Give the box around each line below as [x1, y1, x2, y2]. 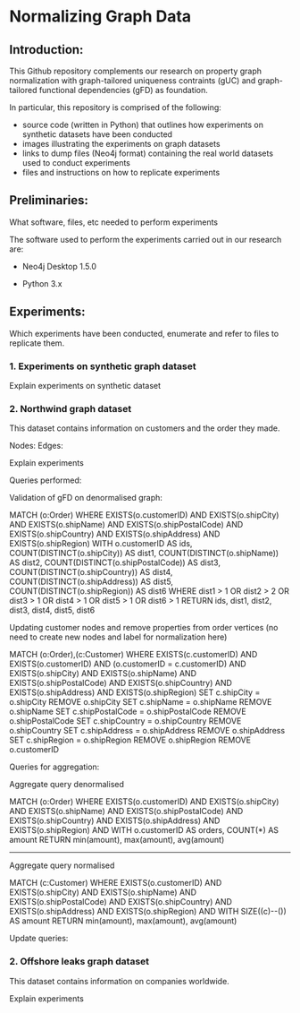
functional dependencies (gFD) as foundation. [38, 85, 208, 95]
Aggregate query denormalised [9, 779, 125, 790]
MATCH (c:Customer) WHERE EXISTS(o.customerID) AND [9, 878, 222, 889]
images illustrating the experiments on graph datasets [21, 139, 221, 149]
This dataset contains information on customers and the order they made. [9, 423, 280, 434]
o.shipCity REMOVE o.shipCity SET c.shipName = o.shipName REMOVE [9, 697, 272, 708]
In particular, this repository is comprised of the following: [9, 102, 221, 113]
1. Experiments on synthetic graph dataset [9, 360, 196, 373]
